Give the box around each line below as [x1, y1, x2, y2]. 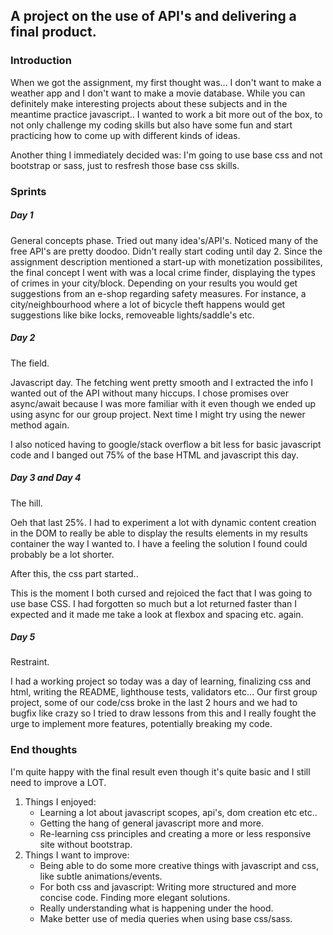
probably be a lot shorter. [10, 548, 115, 560]
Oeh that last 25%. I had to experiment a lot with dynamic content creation [10, 516, 317, 528]
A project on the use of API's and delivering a [10, 8, 297, 25]
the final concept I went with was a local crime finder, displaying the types [10, 266, 316, 278]
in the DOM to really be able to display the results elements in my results [10, 527, 308, 539]
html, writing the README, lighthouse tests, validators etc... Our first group [10, 686, 318, 698]
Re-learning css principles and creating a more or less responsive [39, 827, 312, 839]
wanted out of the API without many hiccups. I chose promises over [10, 387, 289, 399]
